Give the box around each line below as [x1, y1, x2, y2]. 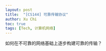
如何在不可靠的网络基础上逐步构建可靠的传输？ [5, 40, 102, 46]
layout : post [5, 7, 33, 12]
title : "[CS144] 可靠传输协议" [5, 12, 69, 17]
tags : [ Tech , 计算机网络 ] [5, 26, 56, 31]
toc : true [5, 21, 26, 26]
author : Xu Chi [5, 16, 37, 21]
